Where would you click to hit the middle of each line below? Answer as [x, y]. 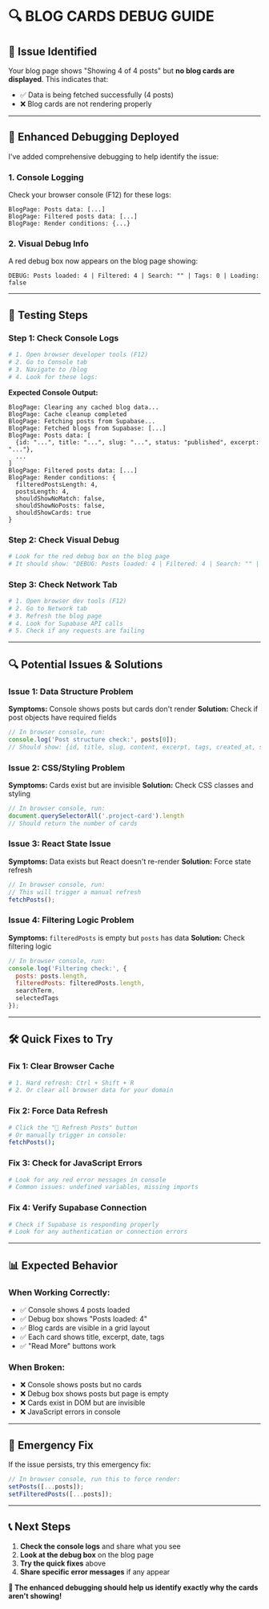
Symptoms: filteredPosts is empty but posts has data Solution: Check [127, 937]
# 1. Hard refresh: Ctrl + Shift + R [71, 1083]
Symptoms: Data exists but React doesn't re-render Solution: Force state [130, 861]
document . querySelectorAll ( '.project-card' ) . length [96, 816]
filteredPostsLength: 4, [57, 484]
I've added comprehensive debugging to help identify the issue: [113, 156]
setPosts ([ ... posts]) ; [46, 1487]
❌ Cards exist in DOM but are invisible [82, 1403]
